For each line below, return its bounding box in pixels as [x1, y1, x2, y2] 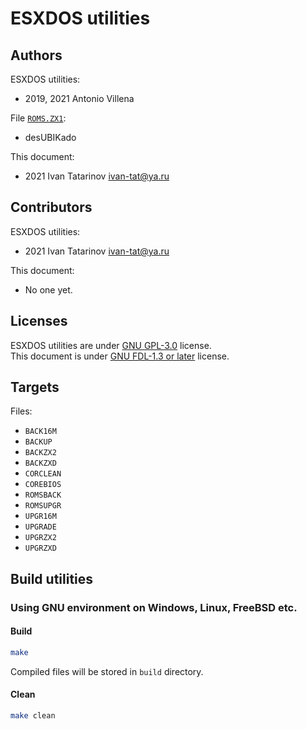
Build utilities [10, 570, 94, 587]
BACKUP [24, 437, 53, 447]
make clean [10, 711, 56, 721]
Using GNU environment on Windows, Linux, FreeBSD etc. [10, 600, 298, 614]
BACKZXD [24, 458, 57, 469]
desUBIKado [24, 132, 77, 143]
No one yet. [24, 283, 73, 296]
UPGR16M [24, 512, 57, 522]
